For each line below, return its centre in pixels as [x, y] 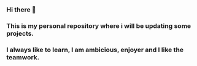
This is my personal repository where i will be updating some [99, 25]
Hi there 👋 [21, 10]
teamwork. [23, 57]
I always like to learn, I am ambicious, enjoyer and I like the [95, 50]
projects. [20, 33]
